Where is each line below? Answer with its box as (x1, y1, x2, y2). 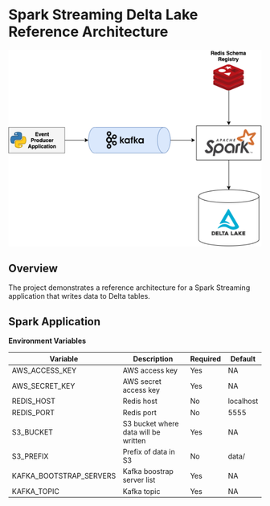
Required (190, 353, 222, 363)
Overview (8, 261, 59, 275)
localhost (227, 396, 259, 406)
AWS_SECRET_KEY (11, 381, 76, 390)
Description (133, 353, 174, 363)
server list (122, 475, 156, 485)
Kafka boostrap (122, 467, 174, 476)
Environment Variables (8, 336, 87, 346)
